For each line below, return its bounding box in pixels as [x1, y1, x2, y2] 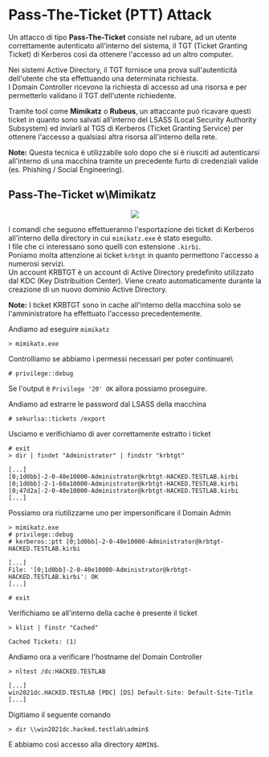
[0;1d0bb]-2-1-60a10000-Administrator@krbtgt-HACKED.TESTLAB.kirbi [8, 479, 239, 488]
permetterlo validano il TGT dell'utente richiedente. [8, 90, 177, 100]
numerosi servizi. [8, 259, 66, 268]
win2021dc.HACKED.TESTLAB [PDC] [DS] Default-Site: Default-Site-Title [8, 689, 253, 697]
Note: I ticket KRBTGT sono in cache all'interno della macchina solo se [8, 300, 242, 309]
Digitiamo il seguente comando [8, 709, 111, 719]
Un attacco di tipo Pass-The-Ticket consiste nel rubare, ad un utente [8, 32, 237, 42]
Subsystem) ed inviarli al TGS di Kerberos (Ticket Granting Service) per [8, 123, 244, 133]
